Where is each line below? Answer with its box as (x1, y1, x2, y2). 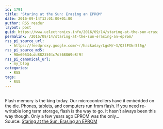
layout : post (5, 25, 32, 30)
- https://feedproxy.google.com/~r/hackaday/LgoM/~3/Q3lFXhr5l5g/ (9, 43, 147, 48)
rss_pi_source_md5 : (5, 48, 45, 52)
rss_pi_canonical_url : (5, 57, 51, 62)
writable (5, 108, 21, 114)
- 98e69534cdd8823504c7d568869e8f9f (9, 52, 83, 57)
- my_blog (9, 61, 29, 66)
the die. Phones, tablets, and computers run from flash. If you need (5, 103, 139, 109)
